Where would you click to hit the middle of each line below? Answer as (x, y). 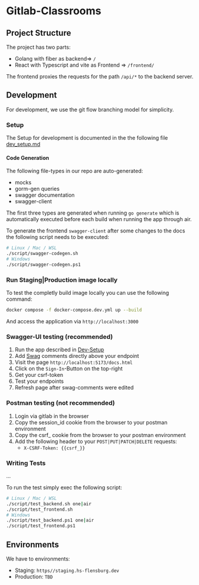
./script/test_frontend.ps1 (41, 526)
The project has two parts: (39, 47)
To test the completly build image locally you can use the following (88, 293)
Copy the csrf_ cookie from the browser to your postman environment (100, 435)
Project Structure (39, 33)
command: (19, 299)
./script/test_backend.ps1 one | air (50, 520)
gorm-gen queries (37, 189)
